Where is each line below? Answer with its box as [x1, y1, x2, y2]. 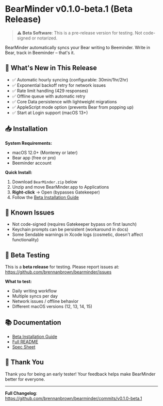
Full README [12, 339, 38, 345]
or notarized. [32, 35, 57, 41]
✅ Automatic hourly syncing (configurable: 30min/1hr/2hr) [12, 77, 129, 82]
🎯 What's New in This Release [5, 64, 97, 72]
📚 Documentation [5, 318, 62, 327]
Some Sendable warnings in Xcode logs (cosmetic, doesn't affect [12, 232, 143, 237]
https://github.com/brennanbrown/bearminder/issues [5, 269, 112, 275]
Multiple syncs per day [12, 293, 58, 299]
